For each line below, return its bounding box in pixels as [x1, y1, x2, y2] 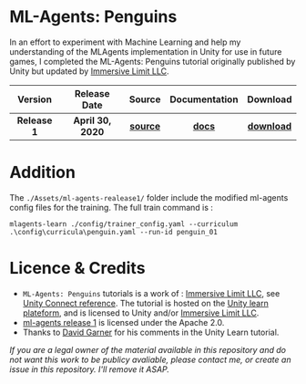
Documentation [169, 93, 239, 106]
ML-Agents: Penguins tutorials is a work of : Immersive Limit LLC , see [22, 287, 280, 298]
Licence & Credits [9, 258, 146, 279]
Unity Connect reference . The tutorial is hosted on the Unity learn [22, 297, 269, 308]
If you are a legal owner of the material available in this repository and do [9, 344, 287, 355]
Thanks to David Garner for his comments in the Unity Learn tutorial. [22, 327, 280, 337]
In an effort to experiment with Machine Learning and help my [9, 36, 241, 47]
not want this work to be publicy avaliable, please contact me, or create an [9, 354, 291, 365]
